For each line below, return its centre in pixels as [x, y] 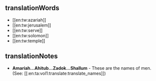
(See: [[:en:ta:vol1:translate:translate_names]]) [59, 73]
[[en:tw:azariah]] [29, 20]
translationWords [32, 8]
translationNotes [31, 56]
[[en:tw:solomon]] [31, 35]
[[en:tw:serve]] [27, 30]
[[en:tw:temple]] [29, 41]
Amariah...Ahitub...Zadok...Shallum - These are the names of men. [82, 68]
